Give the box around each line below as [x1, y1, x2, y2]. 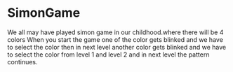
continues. [7, 57, 38, 66]
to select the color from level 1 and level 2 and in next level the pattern [7, 50, 210, 59]
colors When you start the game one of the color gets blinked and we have [7, 35, 223, 43]
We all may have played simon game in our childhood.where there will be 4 [7, 28, 224, 36]
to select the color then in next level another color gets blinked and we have [7, 43, 227, 51]
